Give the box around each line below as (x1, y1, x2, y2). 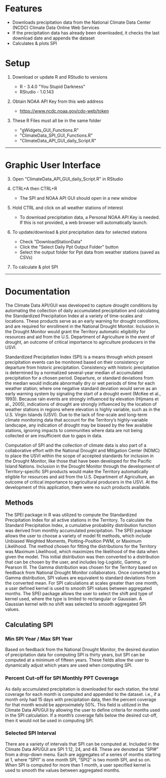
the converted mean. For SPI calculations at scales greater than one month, (5, 580, 159, 586)
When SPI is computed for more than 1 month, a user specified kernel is (5, 762, 151, 768)
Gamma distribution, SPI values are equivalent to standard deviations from (5, 574, 157, 581)
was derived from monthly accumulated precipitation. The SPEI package (5, 527, 152, 533)
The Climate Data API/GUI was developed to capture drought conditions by (5, 302, 158, 308)
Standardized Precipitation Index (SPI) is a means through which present (5, 354, 153, 360)
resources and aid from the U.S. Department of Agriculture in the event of (5, 334, 155, 340)
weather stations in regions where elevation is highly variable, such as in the (5, 406, 161, 412)
